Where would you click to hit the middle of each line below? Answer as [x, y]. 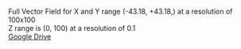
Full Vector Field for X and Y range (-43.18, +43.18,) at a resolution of [120, 11]
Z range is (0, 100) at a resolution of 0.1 [72, 28]
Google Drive [30, 36]
